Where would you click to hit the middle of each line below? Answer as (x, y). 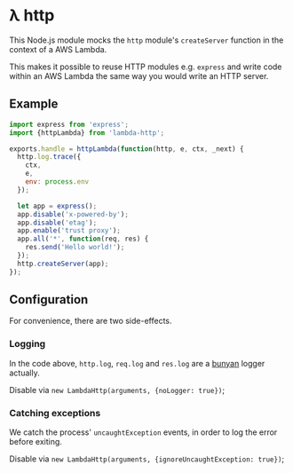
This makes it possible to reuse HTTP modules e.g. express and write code (146, 67)
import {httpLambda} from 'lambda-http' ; (87, 133)
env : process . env (57, 182)
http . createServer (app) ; (63, 264)
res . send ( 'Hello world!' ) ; (75, 248)
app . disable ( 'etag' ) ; (57, 223)
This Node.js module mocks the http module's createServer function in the (146, 40)
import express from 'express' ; (69, 124)
